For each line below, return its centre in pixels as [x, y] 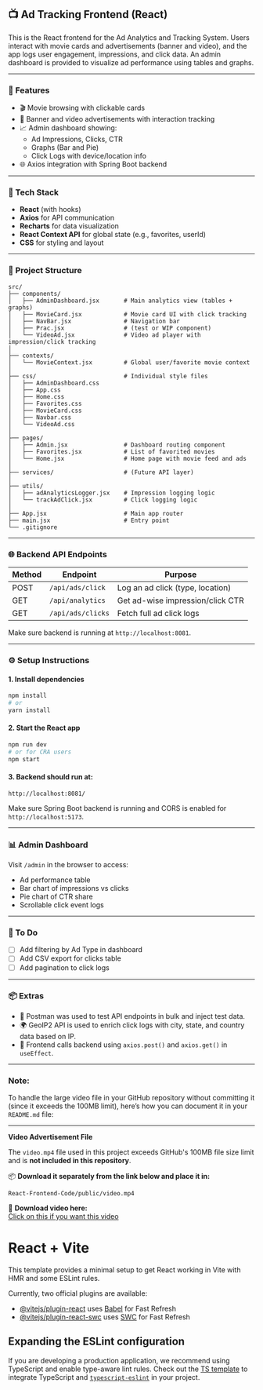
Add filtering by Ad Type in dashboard [81, 950]
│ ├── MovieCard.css [45, 410]
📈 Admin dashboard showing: [68, 128]
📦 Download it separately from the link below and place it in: [109, 1177]
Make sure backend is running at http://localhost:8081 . [100, 633]
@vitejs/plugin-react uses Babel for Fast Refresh [98, 1309]
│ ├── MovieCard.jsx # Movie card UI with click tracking [127, 314]
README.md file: [31, 1115]
